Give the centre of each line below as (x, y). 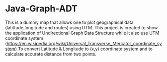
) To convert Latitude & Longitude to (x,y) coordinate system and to (84, 49)
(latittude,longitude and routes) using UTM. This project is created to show (82, 27)
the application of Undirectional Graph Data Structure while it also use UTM (82, 33)
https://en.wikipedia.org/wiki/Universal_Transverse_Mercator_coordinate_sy (84, 43)
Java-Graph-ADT (42, 9)
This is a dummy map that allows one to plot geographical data (69, 22)
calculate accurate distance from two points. (51, 54)
